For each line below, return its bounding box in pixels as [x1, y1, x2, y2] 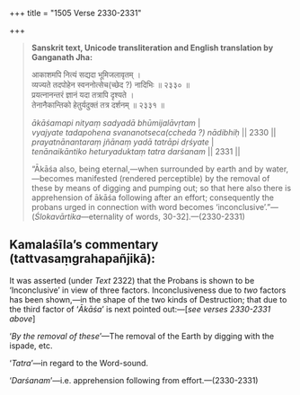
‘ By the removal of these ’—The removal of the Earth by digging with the [9, 330, 275, 341]
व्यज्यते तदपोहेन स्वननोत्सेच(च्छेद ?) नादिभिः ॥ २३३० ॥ [31, 80, 190, 90]
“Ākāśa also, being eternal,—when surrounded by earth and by [31, 163, 264, 174]
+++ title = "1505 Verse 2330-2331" [9, 8, 142, 18]
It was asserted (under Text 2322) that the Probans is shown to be [9, 275, 255, 285]
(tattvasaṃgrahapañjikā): [9, 251, 155, 267]
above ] [9, 313, 36, 324]
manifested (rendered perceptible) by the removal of [75, 173, 270, 183]
